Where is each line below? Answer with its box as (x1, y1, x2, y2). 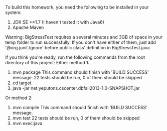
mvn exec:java (12, 121, 43, 126)
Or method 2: (5, 95, 33, 101)
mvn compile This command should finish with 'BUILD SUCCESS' (12, 105, 148, 110)
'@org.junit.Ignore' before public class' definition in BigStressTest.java (5, 45, 150, 50)
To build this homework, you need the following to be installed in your (5, 4, 149, 10)
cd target (12, 80, 32, 86)
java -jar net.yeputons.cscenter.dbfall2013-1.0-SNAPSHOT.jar (12, 85, 140, 91)
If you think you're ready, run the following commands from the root (5, 54, 145, 60)
